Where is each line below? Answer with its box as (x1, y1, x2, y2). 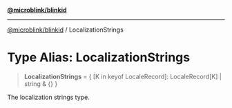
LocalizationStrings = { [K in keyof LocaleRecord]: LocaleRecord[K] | (23, 72, 222, 80)
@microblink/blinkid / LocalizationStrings (7, 25, 124, 34)
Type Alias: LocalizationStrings (7, 50, 191, 65)
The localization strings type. (7, 93, 90, 101)
